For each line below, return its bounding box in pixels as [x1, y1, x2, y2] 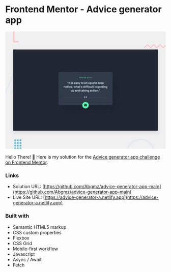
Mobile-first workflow [12, 246, 59, 252]
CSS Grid [12, 240, 32, 246]
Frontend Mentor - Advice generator [5, 4, 162, 15]
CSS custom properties [12, 229, 62, 235]
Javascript [12, 251, 35, 257]
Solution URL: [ [12, 184, 44, 190]
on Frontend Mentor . [5, 159, 48, 166]
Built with [5, 213, 30, 220]
